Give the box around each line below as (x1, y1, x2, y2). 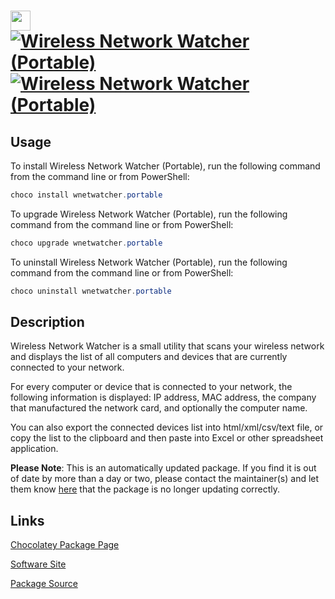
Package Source (10, 578, 78, 590)
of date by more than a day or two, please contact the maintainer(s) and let (10, 473, 320, 485)
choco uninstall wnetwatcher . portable (10, 286, 172, 296)
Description (10, 314, 85, 331)
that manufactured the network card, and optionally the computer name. (10, 402, 308, 414)
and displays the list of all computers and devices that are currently (10, 351, 288, 363)
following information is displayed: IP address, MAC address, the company (10, 391, 317, 404)
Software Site (10, 558, 67, 570)
